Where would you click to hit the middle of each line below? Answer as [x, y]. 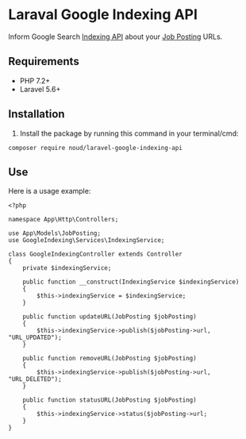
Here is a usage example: [50, 191]
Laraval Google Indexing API [103, 15]
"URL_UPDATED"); [35, 338]
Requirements [44, 62]
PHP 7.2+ [35, 80]
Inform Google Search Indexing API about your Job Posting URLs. [115, 37]
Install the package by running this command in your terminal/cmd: [129, 133]
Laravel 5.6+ [40, 89]
